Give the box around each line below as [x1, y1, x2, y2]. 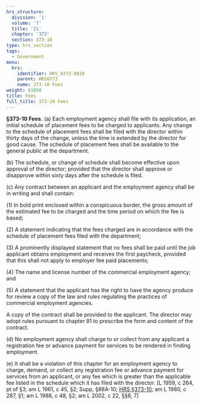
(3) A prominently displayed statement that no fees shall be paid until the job [6, 243, 196, 251]
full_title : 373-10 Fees [6, 98, 69, 104]
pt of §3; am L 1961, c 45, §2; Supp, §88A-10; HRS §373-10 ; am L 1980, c [6, 385, 187, 392]
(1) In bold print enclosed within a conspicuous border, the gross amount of [6, 201, 193, 209]
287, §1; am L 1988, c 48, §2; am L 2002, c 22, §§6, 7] [6, 392, 139, 399]
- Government [11, 54, 45, 60]
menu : [6, 59, 20, 65]
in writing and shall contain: [6, 189, 75, 196]
